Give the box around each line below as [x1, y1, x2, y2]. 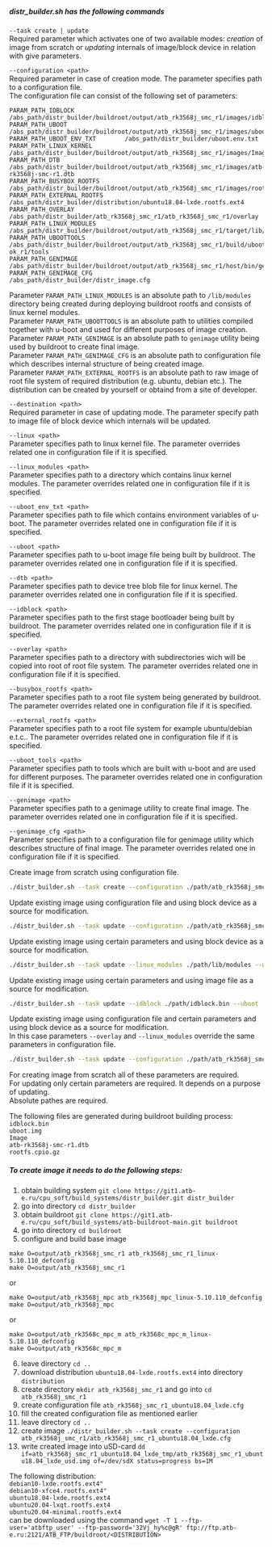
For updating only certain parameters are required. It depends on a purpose [9, 1078, 261, 1088]
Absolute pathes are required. [9, 1095, 108, 1106]
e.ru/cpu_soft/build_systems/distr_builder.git [20, 1194, 184, 1203]
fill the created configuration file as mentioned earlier [20, 1409, 199, 1419]
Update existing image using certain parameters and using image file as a [9, 975, 253, 985]
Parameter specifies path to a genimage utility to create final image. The [9, 803, 249, 813]
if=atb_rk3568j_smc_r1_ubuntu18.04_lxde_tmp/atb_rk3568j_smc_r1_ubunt [20, 1450, 264, 1458]
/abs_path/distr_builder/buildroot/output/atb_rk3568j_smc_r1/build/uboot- [9, 241, 270, 249]
